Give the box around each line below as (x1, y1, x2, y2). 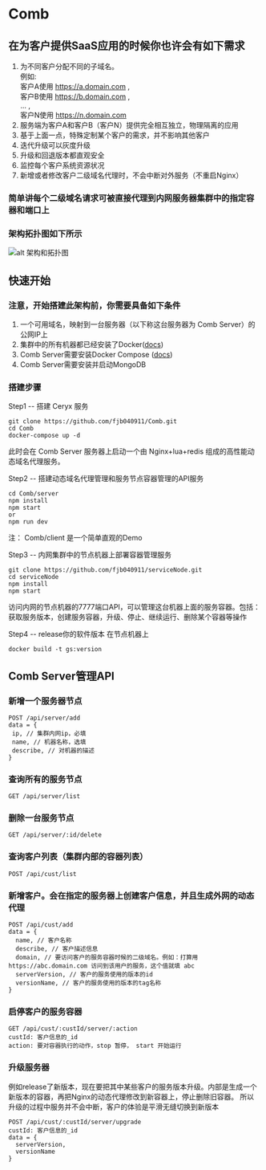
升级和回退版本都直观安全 (19, 150, 105, 160)
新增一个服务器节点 (8, 695, 83, 707)
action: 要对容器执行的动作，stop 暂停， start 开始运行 (8, 1042, 182, 1050)
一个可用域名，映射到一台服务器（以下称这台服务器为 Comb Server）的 (19, 319, 256, 329)
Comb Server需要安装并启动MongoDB (19, 359, 147, 369)
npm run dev (8, 518, 48, 526)
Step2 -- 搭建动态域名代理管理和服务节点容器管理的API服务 (8, 474, 204, 483)
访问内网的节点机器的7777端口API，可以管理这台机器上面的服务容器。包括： (8, 602, 260, 612)
